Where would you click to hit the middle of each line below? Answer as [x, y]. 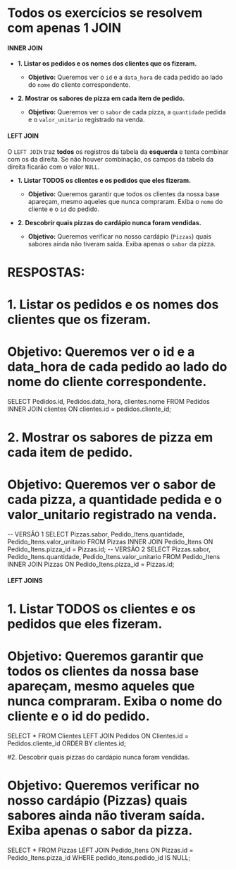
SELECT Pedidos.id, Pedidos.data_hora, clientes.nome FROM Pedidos [108, 401]
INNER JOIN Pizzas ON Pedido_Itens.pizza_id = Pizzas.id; [91, 564]
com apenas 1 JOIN [64, 28]
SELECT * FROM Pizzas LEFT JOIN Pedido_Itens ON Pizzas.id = [100, 850]
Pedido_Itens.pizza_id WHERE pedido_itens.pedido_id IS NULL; [99, 857]
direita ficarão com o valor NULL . [54, 167]
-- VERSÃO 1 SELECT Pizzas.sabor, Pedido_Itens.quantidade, [96, 534]
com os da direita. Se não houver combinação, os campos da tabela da [110, 159]
